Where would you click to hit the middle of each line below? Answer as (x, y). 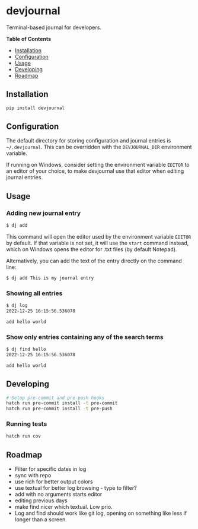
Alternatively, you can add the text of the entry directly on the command (94, 261)
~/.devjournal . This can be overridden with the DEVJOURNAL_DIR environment (99, 147)
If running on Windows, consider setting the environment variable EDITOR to (98, 165)
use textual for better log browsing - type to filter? (76, 488)
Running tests (27, 424)
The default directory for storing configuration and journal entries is (89, 141)
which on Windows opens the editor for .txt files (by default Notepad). (92, 249)
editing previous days (41, 501)
